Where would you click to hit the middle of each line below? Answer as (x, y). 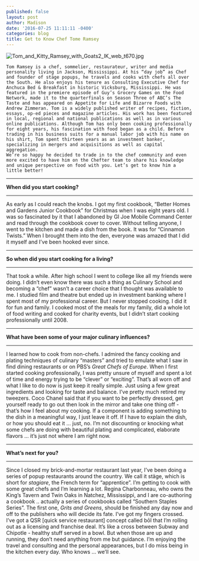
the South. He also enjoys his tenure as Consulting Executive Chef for (98, 82)
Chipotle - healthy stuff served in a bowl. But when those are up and (89, 533)
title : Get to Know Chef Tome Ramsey (53, 39)
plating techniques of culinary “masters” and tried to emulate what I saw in (97, 360)
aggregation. (22, 150)
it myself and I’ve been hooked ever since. (58, 242)
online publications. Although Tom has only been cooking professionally (99, 124)
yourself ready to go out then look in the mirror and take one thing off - (93, 404)
